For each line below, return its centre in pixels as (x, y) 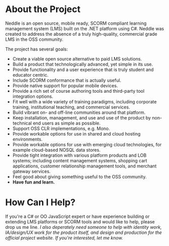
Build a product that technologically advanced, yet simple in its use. (83, 64)
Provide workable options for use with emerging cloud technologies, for (87, 144)
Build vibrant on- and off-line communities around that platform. (79, 112)
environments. (27, 139)
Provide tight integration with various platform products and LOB (79, 155)
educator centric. (31, 75)
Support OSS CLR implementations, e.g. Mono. (61, 128)
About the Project (43, 9)
